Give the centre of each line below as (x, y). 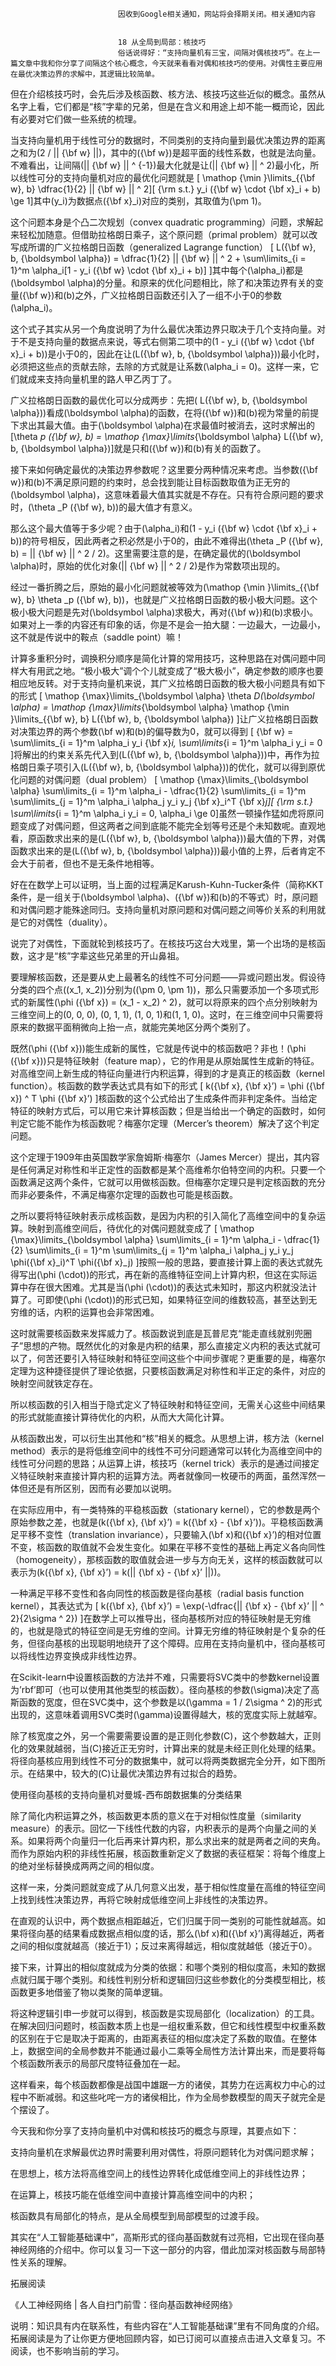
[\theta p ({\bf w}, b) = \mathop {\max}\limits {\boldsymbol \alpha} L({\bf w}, (167, 436)
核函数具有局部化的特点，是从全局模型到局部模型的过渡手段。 (137, 2216)
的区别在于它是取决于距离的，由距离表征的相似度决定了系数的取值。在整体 (163, 2038)
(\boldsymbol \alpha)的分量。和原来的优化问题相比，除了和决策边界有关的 (163, 282)
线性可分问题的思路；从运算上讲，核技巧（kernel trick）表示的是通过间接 (160, 1463)
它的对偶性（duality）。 (65, 922)
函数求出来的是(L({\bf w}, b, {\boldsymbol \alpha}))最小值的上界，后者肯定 (163, 851)
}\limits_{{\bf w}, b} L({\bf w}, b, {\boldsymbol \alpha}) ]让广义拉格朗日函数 (164, 719)
